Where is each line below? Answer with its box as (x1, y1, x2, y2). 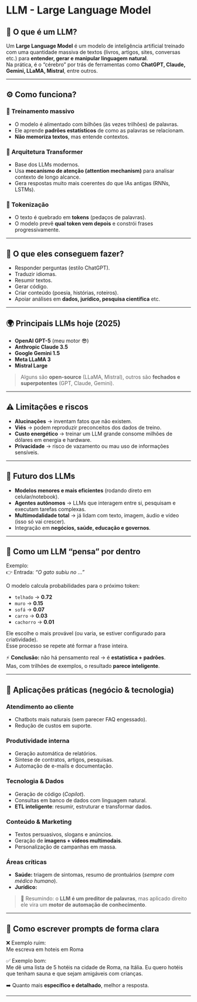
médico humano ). (14, 877, 57, 885)
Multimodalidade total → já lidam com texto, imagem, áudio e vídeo (14, 512, 179, 519)
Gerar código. (14, 283, 49, 290)
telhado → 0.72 (14, 594, 53, 601)
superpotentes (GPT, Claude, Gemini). (20, 379, 114, 387)
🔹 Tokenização (6, 200, 49, 209)
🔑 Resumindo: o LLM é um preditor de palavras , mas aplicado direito (20, 895, 188, 902)
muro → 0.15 (14, 600, 43, 607)
